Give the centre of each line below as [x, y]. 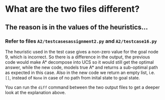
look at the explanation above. [36, 92]
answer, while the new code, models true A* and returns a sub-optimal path [82, 67]
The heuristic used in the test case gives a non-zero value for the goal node [82, 51]
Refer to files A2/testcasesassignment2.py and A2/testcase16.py [81, 41]
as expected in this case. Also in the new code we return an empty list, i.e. [80, 73]
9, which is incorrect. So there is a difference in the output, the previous [78, 57]
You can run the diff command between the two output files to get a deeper [82, 87]
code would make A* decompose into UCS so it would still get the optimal [79, 62]
